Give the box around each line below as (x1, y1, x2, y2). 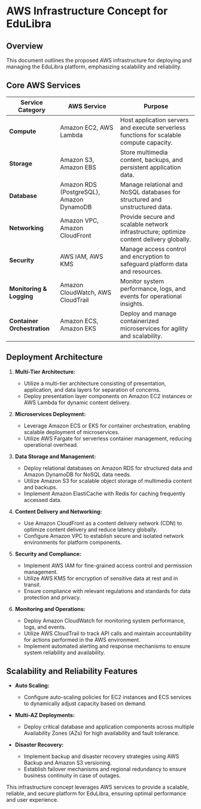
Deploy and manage (120, 309, 176, 317)
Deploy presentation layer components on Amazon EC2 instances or (23, 392, 193, 399)
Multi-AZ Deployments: (14, 712, 75, 719)
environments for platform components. (23, 539, 122, 546)
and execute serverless (120, 123, 186, 131)
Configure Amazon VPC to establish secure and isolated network (23, 532, 184, 539)
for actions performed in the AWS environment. (23, 636, 141, 643)
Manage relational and (120, 180, 183, 188)
